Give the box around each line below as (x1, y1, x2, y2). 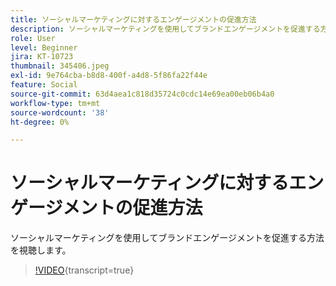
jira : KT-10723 (10, 52, 74, 62)
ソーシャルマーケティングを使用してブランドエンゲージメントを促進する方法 (10, 232, 325, 244)
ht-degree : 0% (10, 117, 70, 127)
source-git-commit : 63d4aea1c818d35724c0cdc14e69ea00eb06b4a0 (10, 89, 275, 99)
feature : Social (10, 80, 78, 90)
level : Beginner (10, 42, 78, 53)
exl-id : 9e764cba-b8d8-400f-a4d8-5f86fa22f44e (10, 71, 208, 81)
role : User (10, 33, 56, 43)
